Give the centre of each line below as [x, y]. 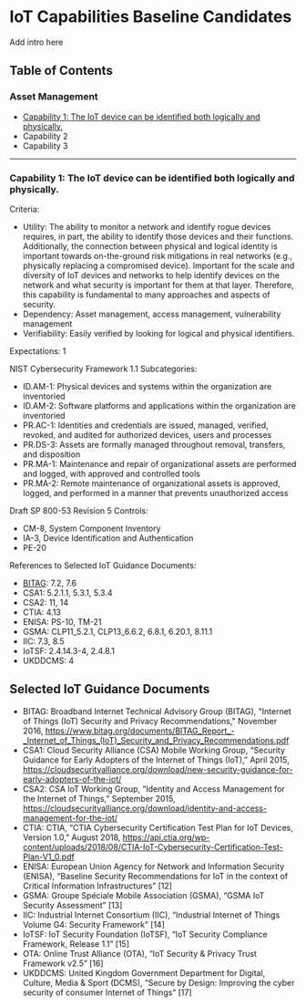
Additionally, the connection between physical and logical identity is [150, 246]
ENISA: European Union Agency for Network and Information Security [153, 866]
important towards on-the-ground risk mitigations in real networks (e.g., [158, 255]
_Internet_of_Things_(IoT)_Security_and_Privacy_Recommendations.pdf [156, 740]
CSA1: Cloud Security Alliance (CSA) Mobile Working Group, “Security [153, 750]
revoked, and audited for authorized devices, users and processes [147, 434]
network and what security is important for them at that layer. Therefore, [158, 285]
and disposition [51, 454]
